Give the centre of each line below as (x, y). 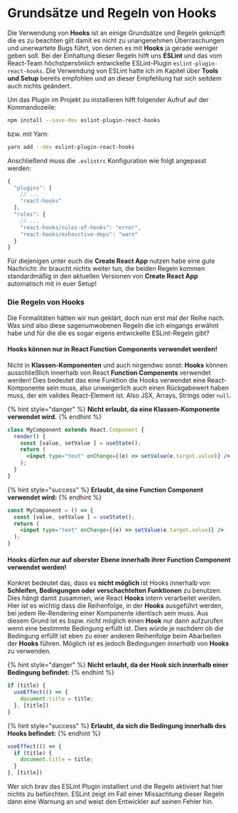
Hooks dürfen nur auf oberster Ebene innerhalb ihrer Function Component (119, 559)
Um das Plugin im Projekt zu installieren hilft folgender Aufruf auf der (108, 99)
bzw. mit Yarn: (28, 134)
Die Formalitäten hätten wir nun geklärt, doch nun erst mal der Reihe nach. (116, 318)
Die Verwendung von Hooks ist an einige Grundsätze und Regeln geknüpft (116, 33)
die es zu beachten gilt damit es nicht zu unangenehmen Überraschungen (116, 40)
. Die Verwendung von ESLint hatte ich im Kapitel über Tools (130, 71)
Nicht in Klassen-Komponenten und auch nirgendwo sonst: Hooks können (118, 365)
